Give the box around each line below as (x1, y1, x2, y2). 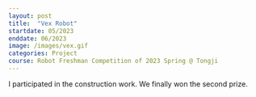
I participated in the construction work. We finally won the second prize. (8, 78, 248, 89)
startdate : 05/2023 (8, 27, 74, 35)
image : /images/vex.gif (8, 42, 89, 50)
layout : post (8, 11, 52, 20)
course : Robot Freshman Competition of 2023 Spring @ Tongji (8, 57, 219, 65)
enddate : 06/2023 (8, 34, 67, 43)
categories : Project (8, 49, 78, 57)
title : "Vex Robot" (8, 19, 78, 27)
